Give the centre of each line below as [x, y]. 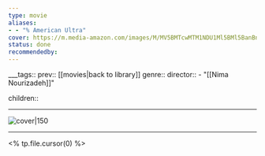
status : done [30, 45]
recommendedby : [33, 52]
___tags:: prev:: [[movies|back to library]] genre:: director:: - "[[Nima [118, 74]
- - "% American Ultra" [47, 30]
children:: [24, 98]
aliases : [22, 23]
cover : [19, 37]
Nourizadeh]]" [32, 83]
